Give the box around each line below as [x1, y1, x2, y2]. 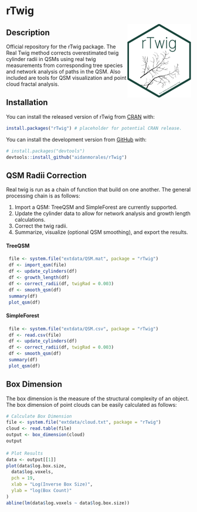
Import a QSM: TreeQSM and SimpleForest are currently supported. [14, 204, 178, 211]
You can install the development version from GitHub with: [6, 136, 147, 143]
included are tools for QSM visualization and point [6, 75, 127, 81]
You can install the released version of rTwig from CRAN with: [6, 113, 155, 120]
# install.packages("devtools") [6, 148, 85, 154]
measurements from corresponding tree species [6, 62, 123, 69]
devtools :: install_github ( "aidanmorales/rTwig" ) [6, 154, 127, 160]
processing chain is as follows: [6, 192, 80, 199]
